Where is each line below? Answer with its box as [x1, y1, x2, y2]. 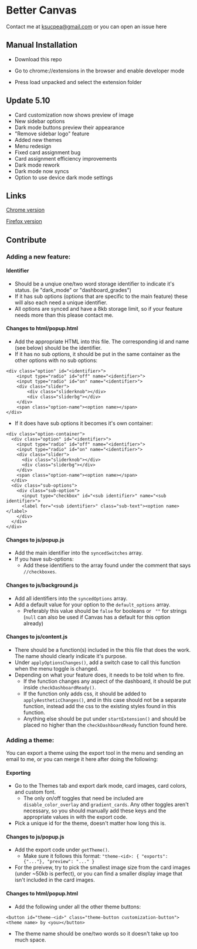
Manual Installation [6, 40, 78, 50]
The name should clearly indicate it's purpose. [14, 652, 127, 659]
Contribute [6, 235, 47, 245]
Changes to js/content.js [6, 633, 68, 641]
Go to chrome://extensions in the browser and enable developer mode [14, 67, 185, 74]
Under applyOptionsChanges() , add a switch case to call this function [14, 659, 181, 666]
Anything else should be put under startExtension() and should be [23, 715, 186, 722]
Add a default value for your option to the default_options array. [14, 601, 171, 608]
